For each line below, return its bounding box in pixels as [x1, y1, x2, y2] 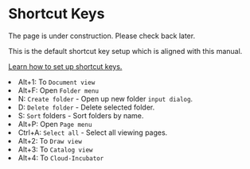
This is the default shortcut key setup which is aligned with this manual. [8, 46, 243, 56]
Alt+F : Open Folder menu [18, 85, 100, 95]
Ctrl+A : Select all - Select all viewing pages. [18, 128, 168, 137]
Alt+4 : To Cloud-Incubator [18, 152, 104, 163]
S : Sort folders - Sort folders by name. [18, 110, 144, 120]
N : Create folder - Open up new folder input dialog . [18, 94, 193, 103]
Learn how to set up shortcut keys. [8, 61, 123, 71]
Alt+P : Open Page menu [18, 119, 92, 129]
